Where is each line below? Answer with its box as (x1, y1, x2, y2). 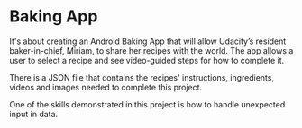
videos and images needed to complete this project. (9, 81, 203, 92)
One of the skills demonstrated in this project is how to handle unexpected (9, 98, 286, 109)
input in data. (9, 108, 59, 119)
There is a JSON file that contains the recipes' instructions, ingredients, (9, 72, 275, 82)
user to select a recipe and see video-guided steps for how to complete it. (9, 55, 285, 65)
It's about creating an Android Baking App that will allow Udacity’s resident (9, 36, 287, 47)
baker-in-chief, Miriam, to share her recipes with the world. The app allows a (9, 45, 294, 55)
